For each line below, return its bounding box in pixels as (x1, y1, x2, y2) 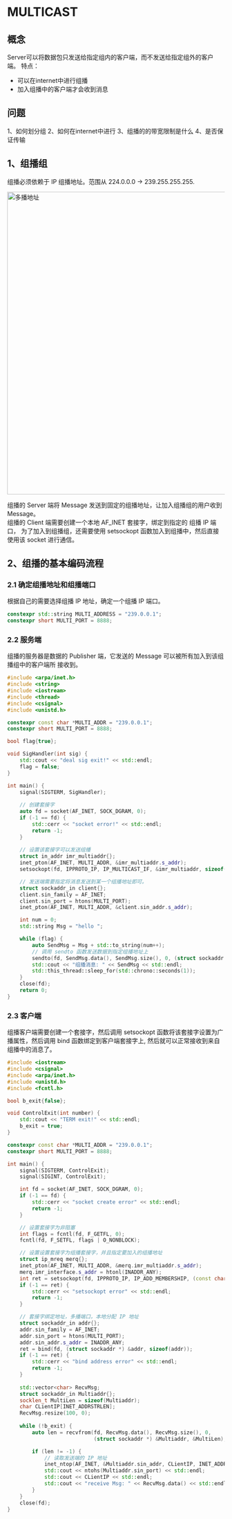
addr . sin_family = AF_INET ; (19, 1326, 100, 1333)
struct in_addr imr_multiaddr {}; (19, 853, 116, 860)
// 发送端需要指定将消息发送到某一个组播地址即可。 (19, 878, 147, 885)
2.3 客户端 (7, 1011, 41, 1020)
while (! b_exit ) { (19, 1423, 72, 1430)
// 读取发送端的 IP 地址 (43, 1454, 108, 1462)
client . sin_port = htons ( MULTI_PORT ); (19, 897, 131, 905)
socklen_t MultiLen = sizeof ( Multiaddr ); (19, 1397, 140, 1404)
